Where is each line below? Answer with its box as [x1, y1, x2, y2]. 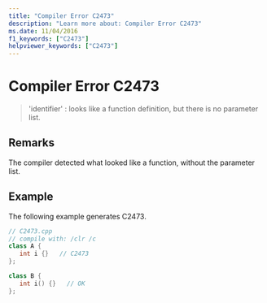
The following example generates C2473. [8, 211, 147, 221]
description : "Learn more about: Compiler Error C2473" [8, 19, 202, 28]
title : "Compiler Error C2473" [8, 11, 115, 20]
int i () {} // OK [19, 279, 85, 288]
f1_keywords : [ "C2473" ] [8, 34, 90, 43]
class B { [8, 272, 42, 280]
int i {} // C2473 [19, 249, 90, 258]
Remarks [8, 136, 55, 150]
